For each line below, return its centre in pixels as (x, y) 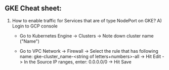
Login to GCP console (35, 26)
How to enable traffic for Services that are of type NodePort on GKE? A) (87, 20)
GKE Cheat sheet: (33, 8)
